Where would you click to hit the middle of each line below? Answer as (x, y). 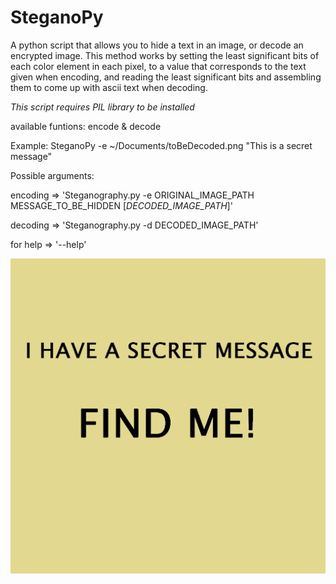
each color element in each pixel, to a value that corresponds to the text (158, 66)
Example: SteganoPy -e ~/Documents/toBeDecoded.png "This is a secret (161, 145)
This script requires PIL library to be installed (102, 107)
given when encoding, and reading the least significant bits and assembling (166, 77)
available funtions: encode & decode (86, 126)
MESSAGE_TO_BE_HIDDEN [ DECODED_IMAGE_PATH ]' (121, 205)
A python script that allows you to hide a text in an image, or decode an (157, 45)
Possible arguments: (52, 175)
